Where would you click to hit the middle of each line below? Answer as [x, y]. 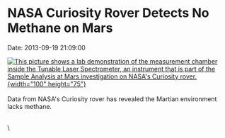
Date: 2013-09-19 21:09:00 [47, 47]
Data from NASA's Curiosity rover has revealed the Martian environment [112, 99]
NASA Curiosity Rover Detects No [108, 13]
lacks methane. [29, 106]
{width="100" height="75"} [47, 84]
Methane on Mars [60, 28]
